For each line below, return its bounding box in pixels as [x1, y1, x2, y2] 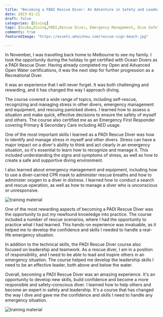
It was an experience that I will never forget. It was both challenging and [5, 82, 149, 87]
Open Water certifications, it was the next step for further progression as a [5, 67, 154, 73]
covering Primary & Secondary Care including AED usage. [5, 122, 121, 128]
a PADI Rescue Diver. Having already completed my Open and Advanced [5, 62, 150, 68]
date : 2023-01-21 [5, 12, 40, 17]
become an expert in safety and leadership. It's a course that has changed [5, 287, 154, 293]
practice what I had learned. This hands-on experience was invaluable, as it [5, 221, 156, 227]
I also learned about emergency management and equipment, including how [5, 167, 158, 172]
